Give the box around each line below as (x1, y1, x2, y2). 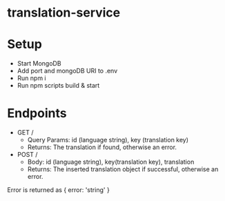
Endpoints (7, 106, 67, 122)
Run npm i (17, 74, 46, 82)
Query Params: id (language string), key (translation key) (27, 136, 188, 144)
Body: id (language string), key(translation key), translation (27, 157, 195, 166)
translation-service (7, 5, 121, 21)
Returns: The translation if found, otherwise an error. (27, 143, 177, 151)
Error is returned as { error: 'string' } (7, 186, 110, 194)
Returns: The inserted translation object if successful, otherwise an (27, 165, 219, 173)
